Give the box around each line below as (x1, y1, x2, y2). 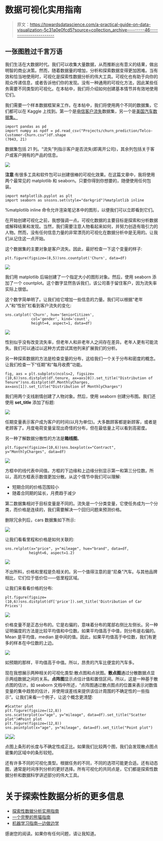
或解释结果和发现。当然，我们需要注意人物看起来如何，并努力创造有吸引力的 (5, 223, 158, 229)
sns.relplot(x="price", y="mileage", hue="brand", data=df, (5, 546, 130, 551)
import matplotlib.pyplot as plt (5, 193, 73, 198)
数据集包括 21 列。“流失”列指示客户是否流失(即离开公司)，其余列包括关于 (5, 146, 150, 152)
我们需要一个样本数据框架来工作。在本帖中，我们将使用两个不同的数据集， (5, 102, 154, 108)
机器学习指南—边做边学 (12, 820, 59, 826)
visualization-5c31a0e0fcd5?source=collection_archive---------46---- (16, 27, 158, 33)
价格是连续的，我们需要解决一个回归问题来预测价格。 (17, 506, 124, 512)
